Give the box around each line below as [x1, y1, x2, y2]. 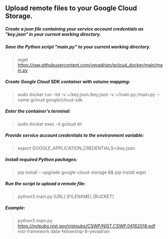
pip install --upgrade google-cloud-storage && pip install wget [17, 169, 146, 175]
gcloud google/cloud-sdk [30, 96, 83, 102]
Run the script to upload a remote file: [5, 181, 86, 187]
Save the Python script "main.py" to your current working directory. [5, 44, 151, 50]
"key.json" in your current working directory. [5, 31, 101, 37]
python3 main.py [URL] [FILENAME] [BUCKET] [17, 193, 114, 199]
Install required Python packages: [5, 157, 78, 163]
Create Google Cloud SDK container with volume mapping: [5, 79, 130, 85]
